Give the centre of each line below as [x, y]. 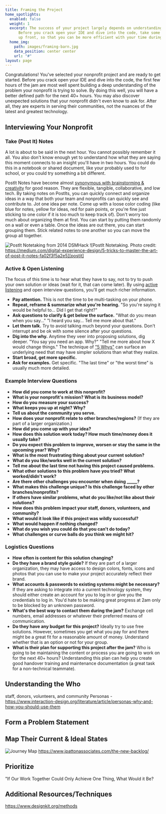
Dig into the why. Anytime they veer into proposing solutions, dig [79, 337]
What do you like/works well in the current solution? [67, 460]
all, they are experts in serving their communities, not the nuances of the [79, 106]
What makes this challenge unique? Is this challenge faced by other [83, 486]
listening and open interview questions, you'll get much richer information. [81, 290]
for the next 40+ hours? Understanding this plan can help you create [82, 658]
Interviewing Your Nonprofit [49, 127]
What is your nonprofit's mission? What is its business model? [78, 397]
